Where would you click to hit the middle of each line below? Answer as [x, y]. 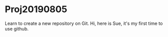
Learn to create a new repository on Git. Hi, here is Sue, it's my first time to [84, 23]
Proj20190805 [36, 9]
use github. [17, 28]
